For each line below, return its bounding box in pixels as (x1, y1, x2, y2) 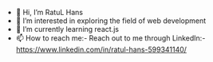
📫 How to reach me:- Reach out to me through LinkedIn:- (15, 33, 206, 43)
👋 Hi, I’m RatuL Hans (15, 8, 84, 17)
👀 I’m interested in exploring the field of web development (15, 16, 207, 25)
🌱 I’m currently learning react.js (15, 25, 120, 33)
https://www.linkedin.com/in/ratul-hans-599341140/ (15, 45, 187, 54)
